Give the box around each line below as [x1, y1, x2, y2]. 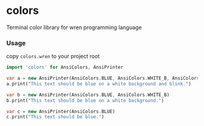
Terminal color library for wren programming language [6, 24, 142, 31]
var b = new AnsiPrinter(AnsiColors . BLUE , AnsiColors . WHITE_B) [6, 91, 170, 98]
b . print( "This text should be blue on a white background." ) [6, 98, 165, 104]
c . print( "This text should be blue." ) [6, 114, 104, 120]
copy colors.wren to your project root [6, 53, 100, 60]
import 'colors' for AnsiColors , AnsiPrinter [6, 64, 123, 70]
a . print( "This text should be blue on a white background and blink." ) [6, 81, 191, 87]
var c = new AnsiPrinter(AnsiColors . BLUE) [6, 108, 115, 114]
